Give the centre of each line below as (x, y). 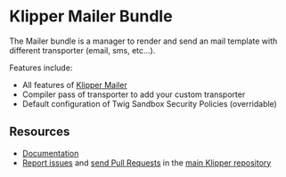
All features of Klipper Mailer (74, 84)
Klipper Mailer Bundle (91, 16)
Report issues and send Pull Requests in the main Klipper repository (147, 163)
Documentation (50, 153)
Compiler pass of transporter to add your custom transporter (134, 94)
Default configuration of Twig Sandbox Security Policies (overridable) (150, 103)
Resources (40, 132)
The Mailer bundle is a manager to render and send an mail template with (143, 41)
